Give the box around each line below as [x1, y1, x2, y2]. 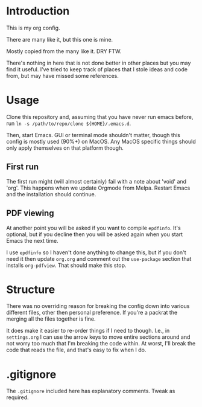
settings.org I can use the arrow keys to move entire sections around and [6, 333, 191, 341]
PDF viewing [6, 208, 54, 219]
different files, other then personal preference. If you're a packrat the [6, 309, 178, 316]
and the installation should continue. [6, 190, 96, 197]
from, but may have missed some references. [6, 72, 119, 79]
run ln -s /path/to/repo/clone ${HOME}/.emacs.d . [6, 120, 131, 127]
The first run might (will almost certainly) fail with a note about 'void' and [6, 178, 187, 185]
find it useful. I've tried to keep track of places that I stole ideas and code [6, 65, 188, 73]
